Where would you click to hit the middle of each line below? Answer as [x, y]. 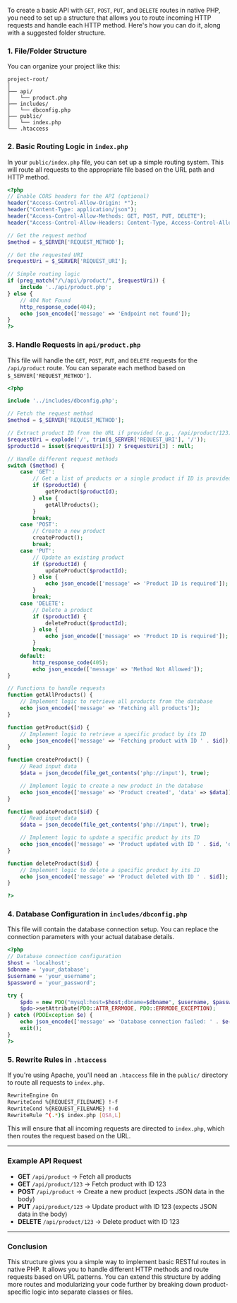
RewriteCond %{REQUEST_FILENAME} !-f [63, 1102]
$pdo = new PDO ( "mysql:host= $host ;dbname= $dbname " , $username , [115, 1002]
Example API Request [45, 1161]
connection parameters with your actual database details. [91, 937]
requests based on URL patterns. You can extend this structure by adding [114, 1277]
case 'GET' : [37, 472]
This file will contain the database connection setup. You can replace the [113, 929]
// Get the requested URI [45, 255]
